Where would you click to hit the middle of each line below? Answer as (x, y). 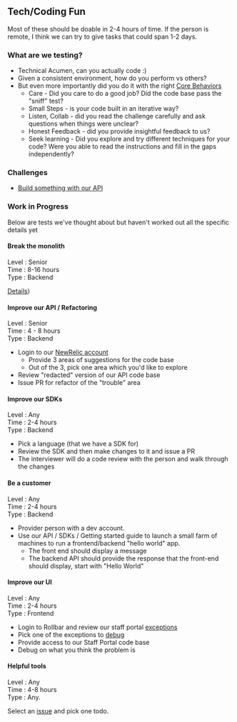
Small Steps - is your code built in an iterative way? (104, 109)
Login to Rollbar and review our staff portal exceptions (97, 627)
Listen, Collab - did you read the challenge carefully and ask (117, 116)
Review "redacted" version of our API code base (89, 375)
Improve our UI (30, 582)
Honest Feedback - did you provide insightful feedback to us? (119, 131)
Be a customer (29, 483)
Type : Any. (24, 697)
